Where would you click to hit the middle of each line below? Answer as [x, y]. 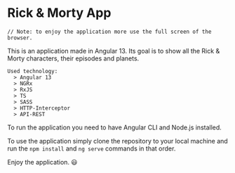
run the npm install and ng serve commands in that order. [92, 148]
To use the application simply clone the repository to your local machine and [117, 141]
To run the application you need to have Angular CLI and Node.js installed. [115, 127]
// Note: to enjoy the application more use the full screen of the [109, 32]
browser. [20, 38]
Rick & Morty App [59, 13]
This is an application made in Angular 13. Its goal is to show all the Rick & [114, 51]
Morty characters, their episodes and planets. [73, 58]
